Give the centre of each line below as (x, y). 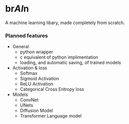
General (21, 47)
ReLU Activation (37, 84)
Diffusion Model (36, 110)
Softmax (29, 73)
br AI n (17, 9)
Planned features (27, 36)
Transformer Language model (51, 116)
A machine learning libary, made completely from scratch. (65, 23)
